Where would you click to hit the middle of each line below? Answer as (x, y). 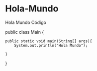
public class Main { (25, 32)
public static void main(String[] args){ (49, 41)
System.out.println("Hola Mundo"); (51, 45)
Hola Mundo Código (26, 22)
